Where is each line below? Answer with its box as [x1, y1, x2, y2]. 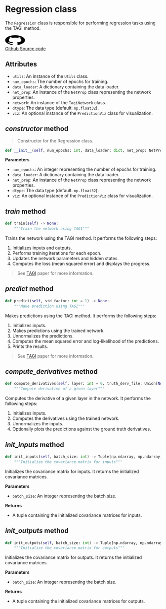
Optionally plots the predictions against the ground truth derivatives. [12, 426, 152, 432]
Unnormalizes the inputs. [12, 421, 63, 427]
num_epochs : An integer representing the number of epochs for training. [12, 166, 157, 172]
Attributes [5, 60, 37, 68]
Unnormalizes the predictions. [12, 333, 74, 338]
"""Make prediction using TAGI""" [14, 304, 85, 309]
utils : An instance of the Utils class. [12, 73, 89, 79]
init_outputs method [5, 527, 69, 535]
